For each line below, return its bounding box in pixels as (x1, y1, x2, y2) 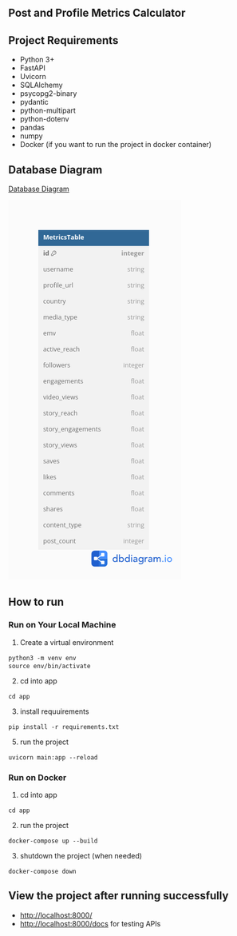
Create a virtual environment (19, 637, 114, 647)
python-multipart (19, 106, 76, 115)
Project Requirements (8, 34, 119, 47)
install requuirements (19, 707, 89, 716)
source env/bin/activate (8, 662, 91, 670)
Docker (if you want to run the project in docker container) (19, 140, 212, 149)
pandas (19, 123, 45, 133)
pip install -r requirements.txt (8, 723, 120, 731)
